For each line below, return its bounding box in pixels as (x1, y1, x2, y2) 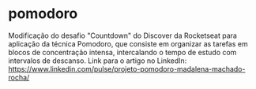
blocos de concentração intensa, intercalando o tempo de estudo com (8, 47, 237, 57)
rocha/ (8, 72, 30, 82)
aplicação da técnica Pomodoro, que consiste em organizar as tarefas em (8, 39, 248, 48)
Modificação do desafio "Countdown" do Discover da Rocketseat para (8, 31, 237, 40)
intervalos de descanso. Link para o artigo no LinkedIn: (8, 56, 187, 65)
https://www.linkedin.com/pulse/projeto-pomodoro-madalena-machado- (8, 64, 246, 73)
